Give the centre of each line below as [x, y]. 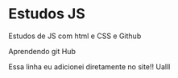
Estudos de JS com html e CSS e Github [75, 36]
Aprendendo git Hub [42, 51]
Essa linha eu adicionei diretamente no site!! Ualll [89, 66]
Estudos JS [47, 14]
